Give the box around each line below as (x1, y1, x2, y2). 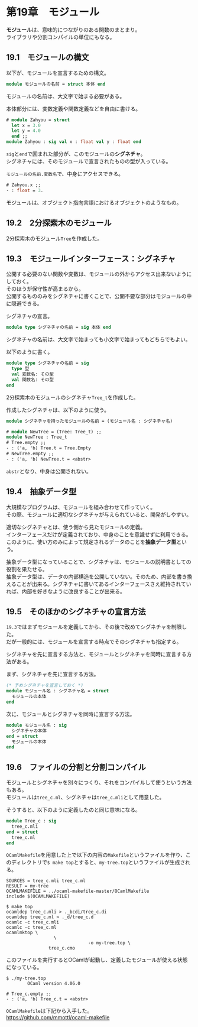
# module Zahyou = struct (6, 116, 70, 123)
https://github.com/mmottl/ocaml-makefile (6, 1014, 110, 1021)
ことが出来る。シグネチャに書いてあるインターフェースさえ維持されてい (16, 580, 191, 587)
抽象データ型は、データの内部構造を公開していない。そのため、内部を (6, 573, 177, 580)
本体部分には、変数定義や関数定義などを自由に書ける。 (6, 105, 141, 112)
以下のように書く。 (6, 348, 53, 355)
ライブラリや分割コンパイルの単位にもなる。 (6, 33, 115, 40)
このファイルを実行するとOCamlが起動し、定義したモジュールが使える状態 (6, 956, 188, 964)
